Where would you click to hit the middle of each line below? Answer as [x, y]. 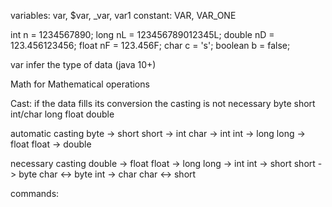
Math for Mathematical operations [80, 84]
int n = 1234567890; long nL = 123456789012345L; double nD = [142, 34]
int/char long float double [62, 114]
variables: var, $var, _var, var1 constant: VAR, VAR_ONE [123, 15]
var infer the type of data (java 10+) [83, 64]
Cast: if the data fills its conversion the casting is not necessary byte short [163, 103]
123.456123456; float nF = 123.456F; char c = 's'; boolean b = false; [150, 45]
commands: [35, 193]
